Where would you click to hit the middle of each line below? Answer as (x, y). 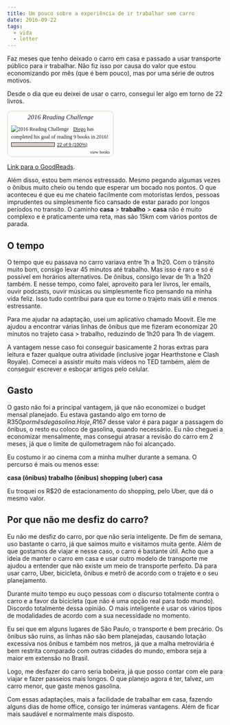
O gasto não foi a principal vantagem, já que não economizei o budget (106, 407)
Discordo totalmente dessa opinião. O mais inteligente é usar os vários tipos (114, 608)
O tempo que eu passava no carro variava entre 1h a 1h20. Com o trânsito (111, 262)
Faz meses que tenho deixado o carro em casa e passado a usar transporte (114, 58)
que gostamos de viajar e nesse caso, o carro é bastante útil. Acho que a (111, 551)
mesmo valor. (26, 498)
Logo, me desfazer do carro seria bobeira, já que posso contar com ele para (115, 671)
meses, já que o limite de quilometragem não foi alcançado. (92, 443)
